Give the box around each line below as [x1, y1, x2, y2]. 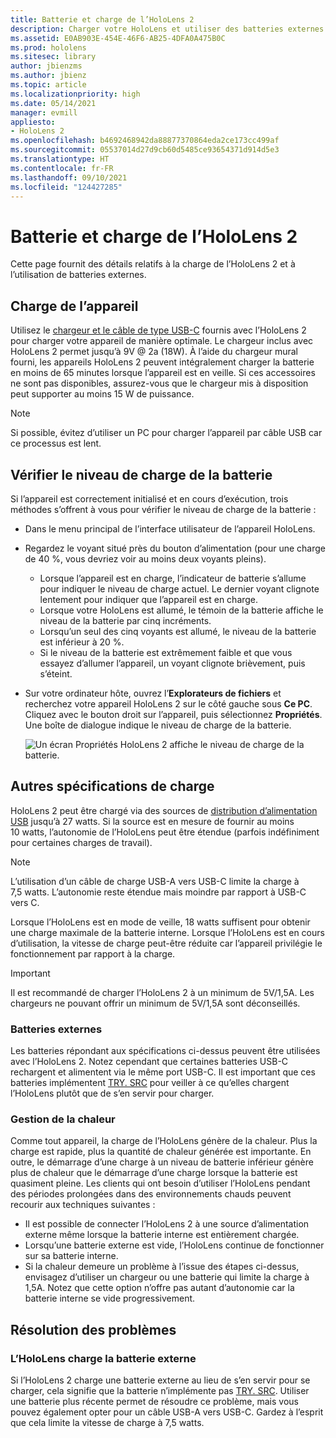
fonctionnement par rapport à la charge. [10, 947, 176, 960]
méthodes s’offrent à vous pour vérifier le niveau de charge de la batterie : [10, 503, 317, 515]
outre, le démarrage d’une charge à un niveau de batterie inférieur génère [10, 1156, 314, 1168]
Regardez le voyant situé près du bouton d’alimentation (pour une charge [24, 542, 327, 554]
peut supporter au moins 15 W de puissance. [10, 388, 195, 400]
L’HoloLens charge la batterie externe [10, 1351, 197, 1365]
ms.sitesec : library [10, 52, 97, 62]
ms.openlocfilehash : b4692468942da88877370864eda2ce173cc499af [10, 136, 280, 146]
